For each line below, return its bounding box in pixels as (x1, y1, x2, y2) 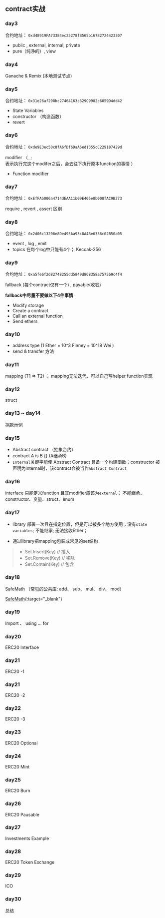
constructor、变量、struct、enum (5, 496, 75, 502)
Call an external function (12, 313, 63, 319)
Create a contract (12, 308, 49, 314)
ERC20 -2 (5, 692, 25, 698)
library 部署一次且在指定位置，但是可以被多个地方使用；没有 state (12, 521, 148, 527)
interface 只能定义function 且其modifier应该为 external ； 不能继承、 (5, 490, 145, 496)
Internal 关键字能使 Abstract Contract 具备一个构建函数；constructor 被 (12, 459, 161, 465)
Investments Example (5, 835, 49, 841)
